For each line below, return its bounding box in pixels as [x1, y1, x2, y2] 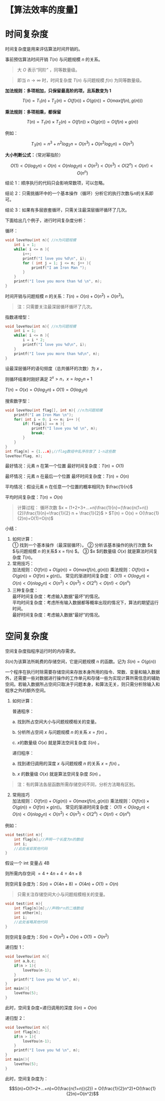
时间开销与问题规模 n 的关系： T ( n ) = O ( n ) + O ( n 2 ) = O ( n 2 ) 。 [5, 292, 127, 299]
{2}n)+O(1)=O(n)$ [17, 516, 54, 522]
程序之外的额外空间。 [5, 687, 48, 693]
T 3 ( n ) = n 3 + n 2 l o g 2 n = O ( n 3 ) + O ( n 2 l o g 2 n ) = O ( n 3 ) [31, 140, 134, 148]
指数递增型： [5, 314, 31, 320]
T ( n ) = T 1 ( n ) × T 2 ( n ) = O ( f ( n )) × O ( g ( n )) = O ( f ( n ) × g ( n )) [27, 118, 138, 126]
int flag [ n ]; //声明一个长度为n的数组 [14, 837, 83, 842]
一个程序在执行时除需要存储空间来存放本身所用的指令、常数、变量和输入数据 [5, 669, 160, 675]
